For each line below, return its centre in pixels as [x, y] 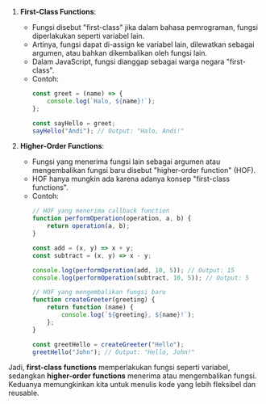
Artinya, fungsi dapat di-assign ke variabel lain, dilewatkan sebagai [143, 44]
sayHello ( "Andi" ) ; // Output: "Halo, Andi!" [108, 131]
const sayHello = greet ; [74, 123]
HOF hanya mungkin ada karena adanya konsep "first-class [131, 179]
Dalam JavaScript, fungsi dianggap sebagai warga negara [128, 61]
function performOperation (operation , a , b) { [112, 219]
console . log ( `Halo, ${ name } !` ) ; [101, 101]
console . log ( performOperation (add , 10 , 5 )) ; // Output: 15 [133, 270]
